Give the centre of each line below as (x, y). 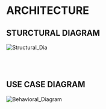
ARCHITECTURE (48, 11)
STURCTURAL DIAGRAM (53, 33)
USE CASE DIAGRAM (46, 84)
